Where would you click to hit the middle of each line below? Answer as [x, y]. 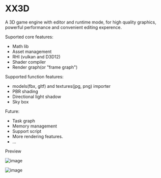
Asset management [32, 51]
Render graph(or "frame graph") [45, 67]
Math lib [20, 46]
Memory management [35, 126]
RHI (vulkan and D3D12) [36, 56]
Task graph [24, 121]
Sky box [20, 102]
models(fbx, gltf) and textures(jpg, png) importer [61, 86]
